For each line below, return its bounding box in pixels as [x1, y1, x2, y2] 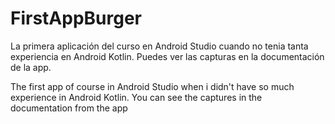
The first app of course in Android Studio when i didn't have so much [10, 80, 295, 92]
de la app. [10, 61, 52, 73]
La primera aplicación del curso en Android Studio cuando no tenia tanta [10, 40, 309, 52]
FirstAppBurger [10, 7, 143, 30]
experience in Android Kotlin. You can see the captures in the [10, 91, 263, 103]
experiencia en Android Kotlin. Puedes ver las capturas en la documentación [10, 50, 325, 62]
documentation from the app [10, 102, 128, 114]
